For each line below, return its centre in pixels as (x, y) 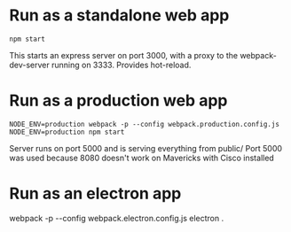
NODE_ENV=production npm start (67, 132)
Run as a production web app (118, 101)
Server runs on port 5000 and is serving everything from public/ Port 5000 (145, 148)
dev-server (30, 65)
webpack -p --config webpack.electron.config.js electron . (117, 218)
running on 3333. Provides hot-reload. (122, 65)
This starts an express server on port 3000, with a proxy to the (123, 55)
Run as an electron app (95, 193)
